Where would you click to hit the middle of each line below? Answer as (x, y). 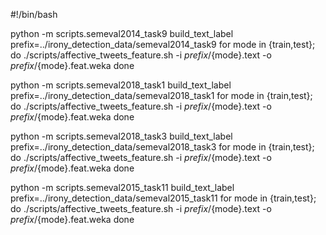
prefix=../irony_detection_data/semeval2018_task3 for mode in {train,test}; (162, 147)
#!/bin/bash (34, 14)
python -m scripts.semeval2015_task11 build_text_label (122, 187)
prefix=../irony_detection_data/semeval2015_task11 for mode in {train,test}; (163, 198)
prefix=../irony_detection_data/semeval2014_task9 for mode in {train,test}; (163, 44)
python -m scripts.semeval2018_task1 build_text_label (121, 85)
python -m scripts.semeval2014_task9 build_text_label (122, 33)
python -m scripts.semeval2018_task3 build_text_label (121, 136)
